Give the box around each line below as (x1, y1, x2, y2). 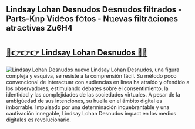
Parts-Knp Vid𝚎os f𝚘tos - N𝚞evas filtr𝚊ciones (6, 14, 178, 24)
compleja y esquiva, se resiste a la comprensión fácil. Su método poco (6, 72, 177, 79)
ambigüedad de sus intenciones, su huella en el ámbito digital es (6, 97, 163, 104)
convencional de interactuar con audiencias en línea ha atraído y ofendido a (6, 79, 190, 85)
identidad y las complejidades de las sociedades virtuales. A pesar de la (6, 91, 180, 98)
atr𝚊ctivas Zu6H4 (6, 23, 73, 33)
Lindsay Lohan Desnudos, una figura (90, 66, 180, 73)
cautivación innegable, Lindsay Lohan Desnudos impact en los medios (6, 110, 177, 117)
